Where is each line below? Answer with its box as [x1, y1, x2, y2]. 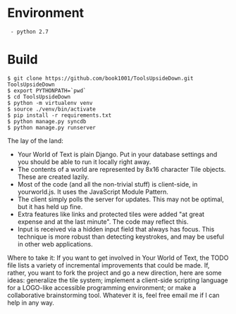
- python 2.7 [10, 28, 49, 35]
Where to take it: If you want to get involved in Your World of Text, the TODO [7, 253, 229, 262]
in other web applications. [17, 239, 93, 248]
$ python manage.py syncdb [7, 118, 87, 125]
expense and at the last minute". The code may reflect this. [17, 217, 189, 226]
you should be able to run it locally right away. [17, 157, 151, 166]
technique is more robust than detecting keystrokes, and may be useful [17, 232, 225, 241]
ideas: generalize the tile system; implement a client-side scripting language [7, 276, 229, 284]
